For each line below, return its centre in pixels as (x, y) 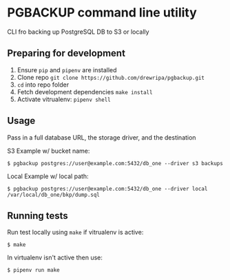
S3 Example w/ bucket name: (49, 151)
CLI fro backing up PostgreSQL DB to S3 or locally (78, 32)
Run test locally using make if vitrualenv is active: (75, 233)
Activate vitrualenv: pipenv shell (64, 99)
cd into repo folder (43, 85)
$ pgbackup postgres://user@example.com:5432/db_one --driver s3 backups (115, 163)
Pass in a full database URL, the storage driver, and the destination (102, 137)
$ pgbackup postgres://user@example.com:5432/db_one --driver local (107, 189)
